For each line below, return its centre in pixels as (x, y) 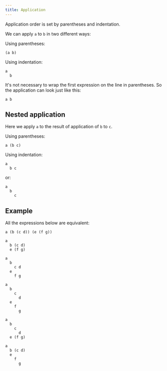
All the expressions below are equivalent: (47, 223)
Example (19, 211)
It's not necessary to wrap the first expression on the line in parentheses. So (83, 85)
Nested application (35, 115)
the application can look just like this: (43, 90)
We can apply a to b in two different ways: (48, 34)
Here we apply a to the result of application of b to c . (59, 127)
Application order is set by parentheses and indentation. (63, 24)
